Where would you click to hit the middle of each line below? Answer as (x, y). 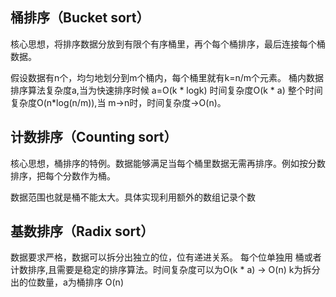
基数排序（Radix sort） (82, 231)
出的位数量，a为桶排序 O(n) (67, 282)
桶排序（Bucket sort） (80, 18)
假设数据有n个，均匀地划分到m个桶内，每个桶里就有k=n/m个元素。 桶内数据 (167, 77)
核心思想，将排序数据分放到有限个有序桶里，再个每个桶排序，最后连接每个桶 (168, 44)
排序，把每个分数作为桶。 (63, 175)
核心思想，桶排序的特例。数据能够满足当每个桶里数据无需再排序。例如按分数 (168, 163)
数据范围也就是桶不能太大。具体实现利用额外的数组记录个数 (133, 197)
